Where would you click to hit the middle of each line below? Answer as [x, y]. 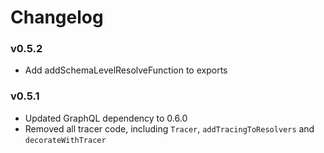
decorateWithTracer [65, 140]
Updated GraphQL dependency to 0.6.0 [106, 118]
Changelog [57, 17]
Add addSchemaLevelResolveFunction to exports [126, 70]
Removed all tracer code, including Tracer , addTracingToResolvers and [169, 128]
